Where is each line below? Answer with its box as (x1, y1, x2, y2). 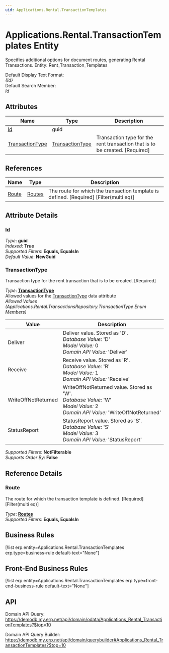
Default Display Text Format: (5, 72, 64, 78)
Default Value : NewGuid (5, 254, 56, 260)
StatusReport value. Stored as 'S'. (62, 417, 142, 424)
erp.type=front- (125, 578, 158, 584)
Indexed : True (5, 243, 34, 249)
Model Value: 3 (62, 430, 99, 437)
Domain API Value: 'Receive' (62, 376, 130, 383)
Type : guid (5, 237, 28, 243)
